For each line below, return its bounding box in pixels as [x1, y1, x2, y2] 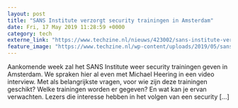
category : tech [7, 30, 52, 37]
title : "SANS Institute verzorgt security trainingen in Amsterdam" [7, 17, 214, 24]
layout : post [7, 10, 46, 18]
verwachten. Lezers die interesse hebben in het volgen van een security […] [7, 92, 230, 101]
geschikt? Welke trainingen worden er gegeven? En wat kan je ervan [7, 85, 207, 93]
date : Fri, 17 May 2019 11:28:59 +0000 [7, 23, 125, 30]
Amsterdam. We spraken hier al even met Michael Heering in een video [7, 70, 215, 78]
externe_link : [7, 37, 50, 44]
